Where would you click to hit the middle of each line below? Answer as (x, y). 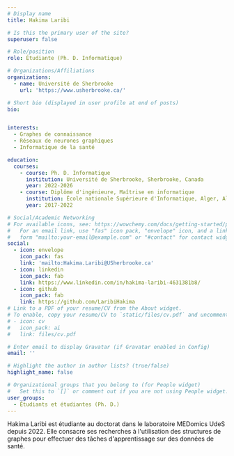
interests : (23, 128)
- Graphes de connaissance (53, 134)
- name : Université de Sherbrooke (63, 84)
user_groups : (26, 398)
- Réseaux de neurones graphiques (63, 141)
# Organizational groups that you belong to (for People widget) (104, 385)
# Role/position (31, 52)
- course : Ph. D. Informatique (65, 173)
